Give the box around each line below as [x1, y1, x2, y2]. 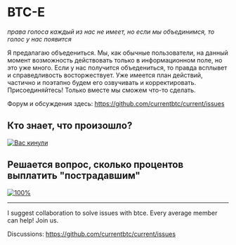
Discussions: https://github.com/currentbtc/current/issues [7, 230, 176, 238]
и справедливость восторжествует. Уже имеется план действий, [7, 71, 203, 79]
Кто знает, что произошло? [7, 120, 133, 132]
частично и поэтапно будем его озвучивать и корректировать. [7, 78, 197, 86]
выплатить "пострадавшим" [7, 170, 140, 182]
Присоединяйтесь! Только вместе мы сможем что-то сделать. [7, 86, 196, 94]
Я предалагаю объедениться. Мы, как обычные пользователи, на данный [7, 48, 228, 57]
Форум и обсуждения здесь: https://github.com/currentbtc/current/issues [7, 99, 225, 107]
